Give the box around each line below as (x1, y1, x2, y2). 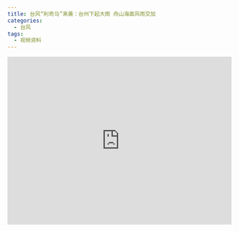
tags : (7, 30, 23, 38)
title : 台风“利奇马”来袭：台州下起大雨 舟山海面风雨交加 (7, 10, 156, 18)
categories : (7, 17, 43, 24)
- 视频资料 (14, 37, 42, 44)
